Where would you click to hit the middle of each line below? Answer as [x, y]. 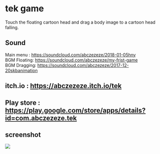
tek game [25, 9]
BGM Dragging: [21, 65]
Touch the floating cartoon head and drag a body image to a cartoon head [80, 22]
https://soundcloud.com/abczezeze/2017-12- [83, 65]
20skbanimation [21, 70]
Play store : [23, 103]
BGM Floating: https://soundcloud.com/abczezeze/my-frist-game [71, 60]
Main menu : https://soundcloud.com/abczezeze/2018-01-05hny [71, 55]
